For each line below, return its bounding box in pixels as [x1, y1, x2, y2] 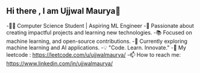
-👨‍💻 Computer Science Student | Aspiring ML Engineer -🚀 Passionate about [6, 22, 195, 29]
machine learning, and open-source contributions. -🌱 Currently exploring [6, 37, 188, 45]
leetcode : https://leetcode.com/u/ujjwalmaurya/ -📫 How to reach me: [6, 51, 181, 58]
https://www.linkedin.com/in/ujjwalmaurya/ [6, 60, 113, 67]
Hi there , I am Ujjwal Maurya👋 [6, 6, 121, 16]
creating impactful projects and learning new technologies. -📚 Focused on [6, 28, 193, 36]
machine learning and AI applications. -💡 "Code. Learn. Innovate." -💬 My [6, 43, 187, 51]
